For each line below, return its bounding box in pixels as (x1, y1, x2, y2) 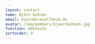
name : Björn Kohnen (5, 12, 47, 17)
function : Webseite (5, 26, 47, 31)
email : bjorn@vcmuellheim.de (5, 17, 67, 22)
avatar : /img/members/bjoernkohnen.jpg (5, 21, 90, 27)
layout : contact (5, 7, 40, 13)
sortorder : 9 (5, 31, 33, 36)
